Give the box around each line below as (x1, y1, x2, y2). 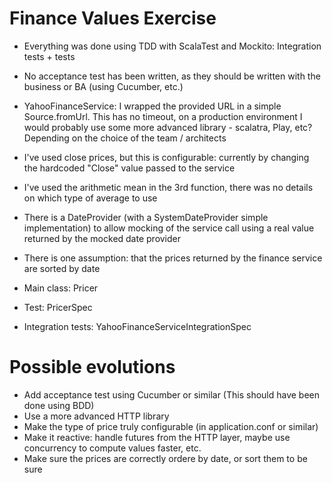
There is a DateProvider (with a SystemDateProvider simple (23, 211, 269, 223)
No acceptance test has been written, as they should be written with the (23, 70, 321, 82)
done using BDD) (23, 399, 95, 411)
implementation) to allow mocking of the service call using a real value (23, 222, 315, 234)
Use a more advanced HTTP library (23, 410, 170, 422)
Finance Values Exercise (9, 7, 217, 30)
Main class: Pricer (23, 282, 99, 294)
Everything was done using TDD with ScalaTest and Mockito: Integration (23, 40, 322, 52)
